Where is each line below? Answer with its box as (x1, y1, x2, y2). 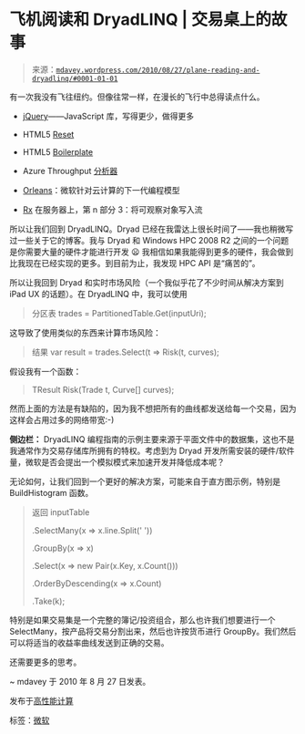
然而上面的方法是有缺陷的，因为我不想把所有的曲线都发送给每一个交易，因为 (9, 403, 297, 414)
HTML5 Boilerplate (22, 146, 94, 157)
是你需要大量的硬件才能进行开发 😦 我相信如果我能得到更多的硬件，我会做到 (9, 246, 294, 257)
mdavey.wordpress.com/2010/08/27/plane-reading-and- (56, 66, 260, 75)
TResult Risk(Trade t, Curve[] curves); (31, 384, 175, 395)
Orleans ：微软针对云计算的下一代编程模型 (22, 184, 180, 195)
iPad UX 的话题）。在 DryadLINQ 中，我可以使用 (9, 288, 188, 299)
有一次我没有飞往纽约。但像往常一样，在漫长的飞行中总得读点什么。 (9, 91, 265, 102)
